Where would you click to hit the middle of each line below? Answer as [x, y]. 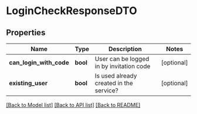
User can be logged [122, 59]
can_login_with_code [39, 63]
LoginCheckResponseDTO [72, 11]
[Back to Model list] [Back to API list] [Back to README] [73, 105]
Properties [26, 33]
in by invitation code [123, 66]
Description [125, 49]
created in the [114, 83]
